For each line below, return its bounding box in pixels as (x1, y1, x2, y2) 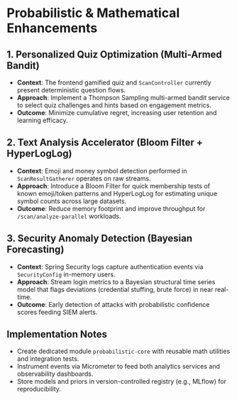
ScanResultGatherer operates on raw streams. (16, 174, 151, 183)
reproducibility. (16, 385, 62, 394)
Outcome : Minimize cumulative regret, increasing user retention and (16, 109, 217, 117)
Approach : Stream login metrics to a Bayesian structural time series (16, 277, 216, 286)
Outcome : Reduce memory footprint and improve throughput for (16, 204, 206, 212)
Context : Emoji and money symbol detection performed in (16, 166, 187, 175)
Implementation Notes (6, 328, 108, 340)
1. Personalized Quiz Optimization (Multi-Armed (6, 48, 223, 60)
